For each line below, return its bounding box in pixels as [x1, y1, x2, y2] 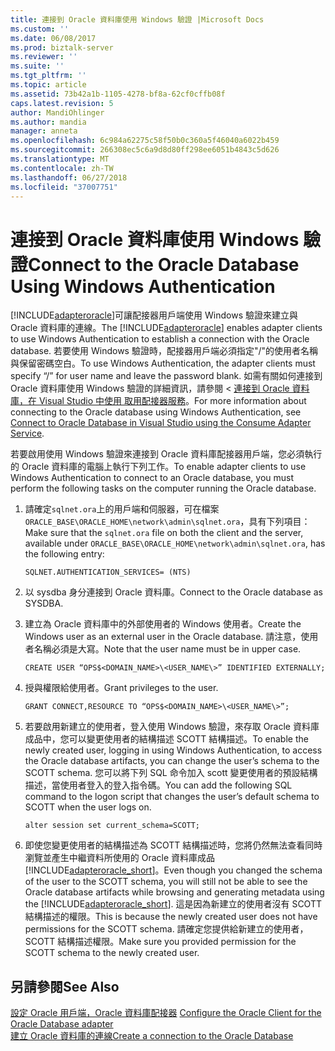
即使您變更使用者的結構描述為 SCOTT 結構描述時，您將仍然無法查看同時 [24, 839, 323, 851]
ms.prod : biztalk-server [10, 42, 114, 53]
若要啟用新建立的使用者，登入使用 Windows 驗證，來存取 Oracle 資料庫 [24, 721, 320, 733]
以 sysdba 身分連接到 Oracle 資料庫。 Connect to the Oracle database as [24, 586, 323, 598]
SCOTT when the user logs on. [24, 801, 152, 813]
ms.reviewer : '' [10, 52, 78, 62]
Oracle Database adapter [10, 1018, 114, 1030]
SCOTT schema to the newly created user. [24, 947, 200, 959]
